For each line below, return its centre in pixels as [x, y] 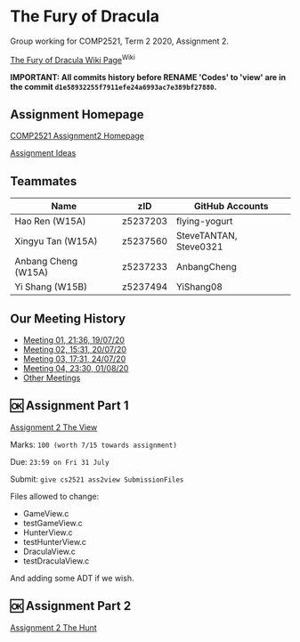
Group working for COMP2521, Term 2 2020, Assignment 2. [120, 41]
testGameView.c [53, 523]
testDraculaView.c [56, 561]
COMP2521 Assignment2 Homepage [77, 136]
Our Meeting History [68, 318]
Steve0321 [199, 247]
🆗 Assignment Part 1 [69, 406]
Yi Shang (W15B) [51, 287]
